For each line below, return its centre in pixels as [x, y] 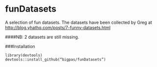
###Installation [20, 46]
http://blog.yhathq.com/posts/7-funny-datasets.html [58, 27]
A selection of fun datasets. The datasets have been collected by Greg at [79, 22]
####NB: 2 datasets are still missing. [42, 37]
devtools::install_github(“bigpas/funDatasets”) [56, 59]
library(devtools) [24, 55]
